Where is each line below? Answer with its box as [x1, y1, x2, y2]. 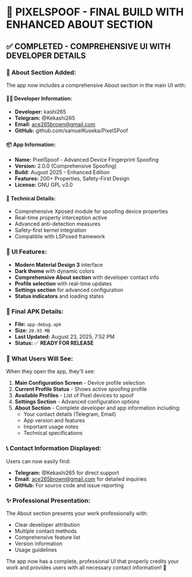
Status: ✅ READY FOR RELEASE [14, 339, 94, 347]
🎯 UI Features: [6, 248, 47, 256]
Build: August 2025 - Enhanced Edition [14, 169, 110, 176]
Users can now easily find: [6, 457, 71, 465]
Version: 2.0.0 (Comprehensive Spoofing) [14, 162, 117, 170]
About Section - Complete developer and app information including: [14, 404, 181, 412]
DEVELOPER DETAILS [6, 50, 87, 61]
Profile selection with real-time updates [14, 280, 112, 287]
